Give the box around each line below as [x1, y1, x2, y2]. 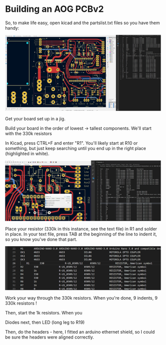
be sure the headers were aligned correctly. [5, 334, 94, 340]
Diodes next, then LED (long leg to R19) [5, 319, 85, 325]
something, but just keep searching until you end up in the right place [5, 145, 146, 151]
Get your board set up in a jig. [5, 115, 66, 121]
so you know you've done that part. [5, 236, 78, 242]
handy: [5, 25, 19, 31]
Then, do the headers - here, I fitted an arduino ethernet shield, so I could [5, 329, 155, 335]
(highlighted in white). [5, 151, 49, 156]
